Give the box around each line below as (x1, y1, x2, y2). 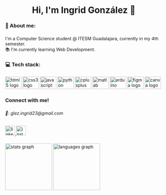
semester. (5, 41, 26, 47)
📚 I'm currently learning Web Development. (5, 47, 96, 53)
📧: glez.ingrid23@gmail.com (5, 110, 64, 116)
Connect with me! (5, 97, 49, 103)
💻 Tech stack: (5, 61, 41, 68)
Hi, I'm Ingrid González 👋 (31, 4, 136, 16)
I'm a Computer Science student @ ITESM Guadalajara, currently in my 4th (5, 36, 159, 42)
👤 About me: (5, 22, 36, 29)
